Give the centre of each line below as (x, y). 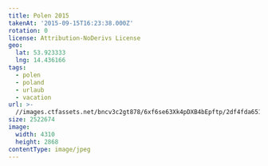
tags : (17, 68)
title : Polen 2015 (39, 16)
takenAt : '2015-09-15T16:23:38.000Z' (71, 23)
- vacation (33, 97)
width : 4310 (35, 134)
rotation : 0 (28, 30)
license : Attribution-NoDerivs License (75, 38)
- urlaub (30, 90)
